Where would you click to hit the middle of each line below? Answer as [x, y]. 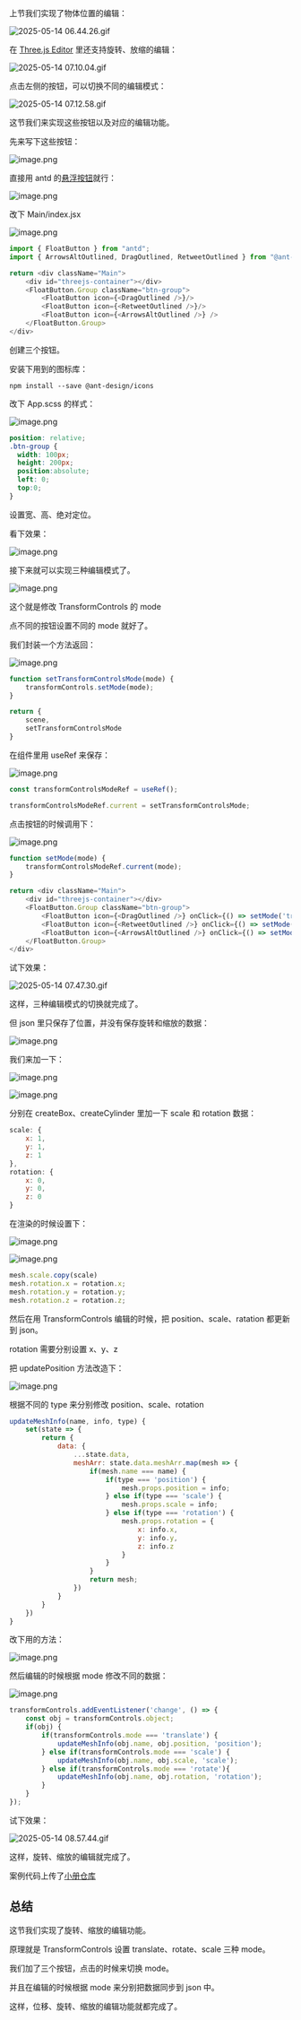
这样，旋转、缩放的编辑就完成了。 [72, 1856]
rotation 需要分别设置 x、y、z [64, 1348]
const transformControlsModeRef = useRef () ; [94, 789]
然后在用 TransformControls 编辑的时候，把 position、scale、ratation [137, 1318]
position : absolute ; [54, 472]
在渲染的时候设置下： [48, 1223]
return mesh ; [114, 1580]
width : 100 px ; [43, 455]
